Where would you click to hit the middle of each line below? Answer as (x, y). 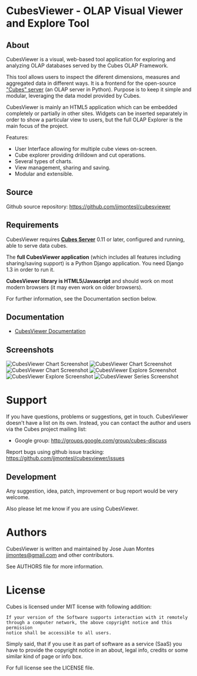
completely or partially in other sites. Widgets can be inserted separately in (97, 113)
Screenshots (30, 350)
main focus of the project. (37, 126)
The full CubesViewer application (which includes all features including (94, 257)
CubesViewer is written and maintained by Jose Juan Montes (80, 549)
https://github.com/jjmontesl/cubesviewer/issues (65, 459)
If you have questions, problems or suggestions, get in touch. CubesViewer (97, 417)
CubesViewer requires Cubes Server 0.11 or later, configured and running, (96, 239)
